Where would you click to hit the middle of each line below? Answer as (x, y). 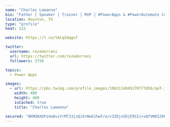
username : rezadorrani (34, 51)
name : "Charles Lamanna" (31, 10)
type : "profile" (22, 24)
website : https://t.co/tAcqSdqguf (42, 38)
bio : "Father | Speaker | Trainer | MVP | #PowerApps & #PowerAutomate (82, 15)
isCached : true (30, 102)
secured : (14, 116)
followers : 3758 (27, 61)
